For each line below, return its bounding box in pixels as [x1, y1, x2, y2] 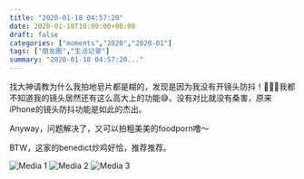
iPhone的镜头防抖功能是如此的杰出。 [9, 104, 147, 114]
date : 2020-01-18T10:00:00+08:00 [9, 22, 136, 31]
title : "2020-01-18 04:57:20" [9, 13, 124, 23]
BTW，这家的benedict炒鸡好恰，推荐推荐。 [9, 142, 172, 153]
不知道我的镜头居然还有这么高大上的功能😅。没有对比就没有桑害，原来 [9, 92, 272, 103]
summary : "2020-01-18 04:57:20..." [9, 55, 144, 64]
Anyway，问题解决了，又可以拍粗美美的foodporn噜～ [9, 123, 210, 134]
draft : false [9, 30, 59, 39]
